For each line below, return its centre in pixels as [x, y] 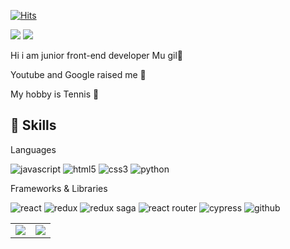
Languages [33, 149]
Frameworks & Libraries [59, 188]
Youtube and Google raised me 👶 [78, 74]
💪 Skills [33, 125]
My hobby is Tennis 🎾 [55, 94]
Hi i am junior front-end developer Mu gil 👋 [96, 55]
